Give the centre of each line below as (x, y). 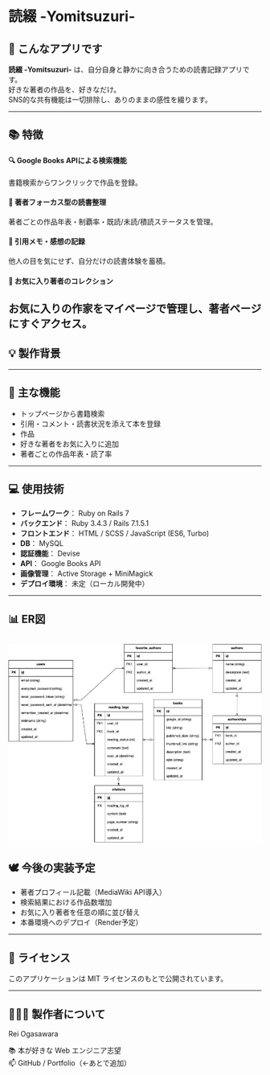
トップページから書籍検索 (62, 413)
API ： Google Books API (60, 564)
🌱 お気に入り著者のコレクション (61, 281)
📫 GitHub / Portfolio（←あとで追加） (70, 1063)
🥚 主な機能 (34, 393)
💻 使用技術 (36, 489)
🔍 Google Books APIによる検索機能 (67, 160)
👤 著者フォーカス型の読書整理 (57, 203)
